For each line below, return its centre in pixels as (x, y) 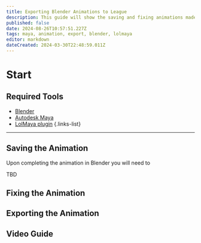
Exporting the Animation (53, 213)
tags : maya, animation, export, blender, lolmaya (69, 34)
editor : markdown (28, 40)
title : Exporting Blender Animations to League (67, 12)
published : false (28, 23)
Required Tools (35, 97)
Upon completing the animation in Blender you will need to (78, 163)
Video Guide (30, 234)
